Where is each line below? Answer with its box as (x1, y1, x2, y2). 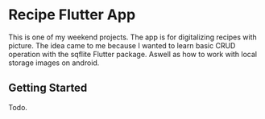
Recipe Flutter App (8, 6, 136, 24)
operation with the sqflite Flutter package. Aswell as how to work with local (8, 49, 258, 59)
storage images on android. (8, 58, 100, 68)
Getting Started (8, 81, 88, 95)
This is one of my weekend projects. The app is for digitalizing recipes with (8, 32, 258, 42)
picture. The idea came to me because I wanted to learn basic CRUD (8, 40, 236, 50)
